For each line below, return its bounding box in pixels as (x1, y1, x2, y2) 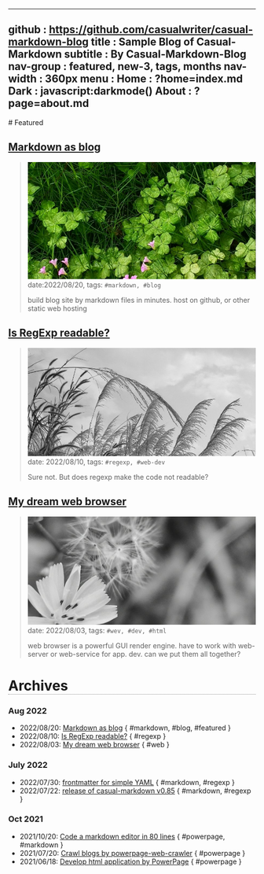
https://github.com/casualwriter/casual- (49, 23, 254, 36)
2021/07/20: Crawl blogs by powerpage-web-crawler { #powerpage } (19, 848, 246, 857)
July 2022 (8, 760, 49, 771)
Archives (8, 677, 68, 695)
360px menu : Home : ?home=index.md (44, 72, 244, 86)
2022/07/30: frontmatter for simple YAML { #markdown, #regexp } (19, 777, 236, 787)
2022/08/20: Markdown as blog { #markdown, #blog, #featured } (19, 723, 232, 732)
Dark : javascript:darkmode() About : (8, 84, 192, 98)
